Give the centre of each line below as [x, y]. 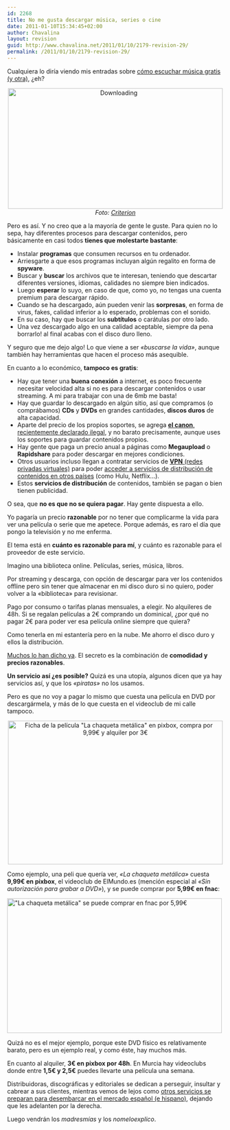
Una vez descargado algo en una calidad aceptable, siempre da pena [115, 326]
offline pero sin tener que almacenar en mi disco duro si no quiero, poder [111, 586]
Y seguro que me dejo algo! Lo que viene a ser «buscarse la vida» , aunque [113, 347]
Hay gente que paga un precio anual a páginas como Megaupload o [114, 446]
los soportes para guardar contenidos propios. [83, 439]
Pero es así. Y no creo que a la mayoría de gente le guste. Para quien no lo [112, 226]
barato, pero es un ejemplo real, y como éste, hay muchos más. [97, 1050]
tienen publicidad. [43, 490]
